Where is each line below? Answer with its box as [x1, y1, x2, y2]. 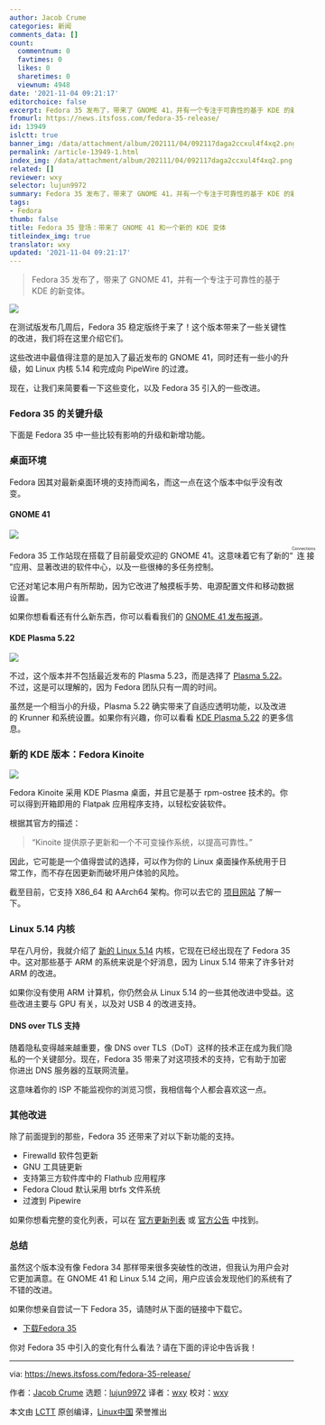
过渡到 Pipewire [22, 1196, 81, 1206]
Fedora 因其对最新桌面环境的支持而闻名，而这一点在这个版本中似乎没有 [9, 476, 275, 488]
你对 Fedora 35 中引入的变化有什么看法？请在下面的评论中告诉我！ [9, 1342, 257, 1353]
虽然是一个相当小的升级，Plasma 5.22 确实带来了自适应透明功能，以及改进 [9, 701, 287, 712]
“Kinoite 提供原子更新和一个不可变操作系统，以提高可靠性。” [31, 837, 253, 848]
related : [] [9, 164, 54, 173]
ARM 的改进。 [9, 967, 61, 978]
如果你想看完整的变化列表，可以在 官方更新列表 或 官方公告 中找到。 [9, 1215, 264, 1225]
